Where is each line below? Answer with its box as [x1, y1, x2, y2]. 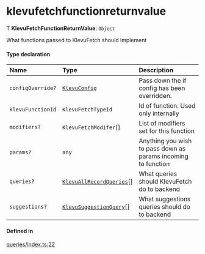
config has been [138, 84, 185, 92]
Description [138, 66, 174, 75]
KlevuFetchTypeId [62, 106, 113, 113]
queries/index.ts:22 [6, 241, 56, 248]
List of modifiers [138, 119, 185, 128]
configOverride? [9, 84, 57, 92]
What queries [138, 170, 178, 178]
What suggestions [138, 195, 191, 203]
